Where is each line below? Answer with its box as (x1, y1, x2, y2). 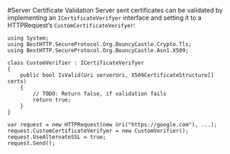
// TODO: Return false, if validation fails (33, 90, 167, 97)
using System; (7, 35, 50, 42)
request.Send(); (7, 140, 55, 147)
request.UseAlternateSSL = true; (7, 134, 106, 141)
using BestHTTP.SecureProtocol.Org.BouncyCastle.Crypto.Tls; (7, 41, 192, 48)
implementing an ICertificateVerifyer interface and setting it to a (7, 13, 202, 22)
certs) (7, 78, 27, 85)
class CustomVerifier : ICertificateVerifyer (7, 59, 144, 66)
